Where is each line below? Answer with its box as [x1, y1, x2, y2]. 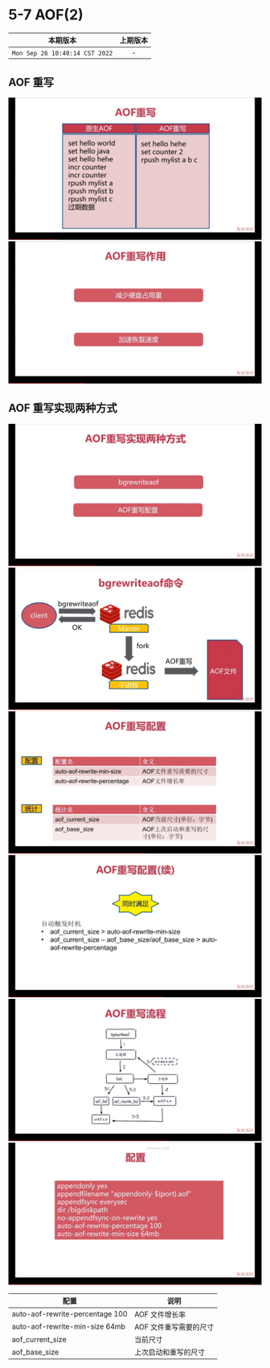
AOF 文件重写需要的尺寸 [133, 1321, 215, 1332]
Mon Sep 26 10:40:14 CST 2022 [11, 49, 113, 57]
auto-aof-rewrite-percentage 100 [11, 1309, 128, 1319]
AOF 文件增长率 [133, 1309, 186, 1319]
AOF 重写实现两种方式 [8, 401, 118, 415]
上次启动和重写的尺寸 [133, 1347, 205, 1357]
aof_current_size [11, 1334, 67, 1344]
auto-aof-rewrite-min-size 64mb [11, 1321, 126, 1332]
